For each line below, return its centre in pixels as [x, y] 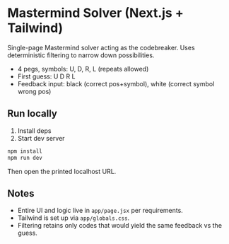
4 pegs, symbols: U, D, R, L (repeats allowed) [83, 69]
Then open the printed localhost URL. [62, 171]
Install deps [34, 130]
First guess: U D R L [46, 76]
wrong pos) [34, 91]
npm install [25, 151]
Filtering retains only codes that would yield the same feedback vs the [120, 226]
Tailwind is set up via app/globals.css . [74, 218]
